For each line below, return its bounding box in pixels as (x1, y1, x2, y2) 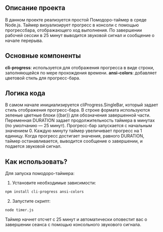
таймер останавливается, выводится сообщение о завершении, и (5, 138, 143, 144)
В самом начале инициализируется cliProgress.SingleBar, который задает (5, 102, 159, 108)
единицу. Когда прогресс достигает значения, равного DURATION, (5, 133, 144, 139)
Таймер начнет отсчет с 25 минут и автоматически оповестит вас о (5, 216, 147, 222)
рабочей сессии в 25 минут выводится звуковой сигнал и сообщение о (5, 32, 155, 38)
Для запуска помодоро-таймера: (5, 171, 75, 176)
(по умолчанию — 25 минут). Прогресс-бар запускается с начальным (5, 123, 152, 129)
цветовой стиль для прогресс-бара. (5, 75, 81, 81)
